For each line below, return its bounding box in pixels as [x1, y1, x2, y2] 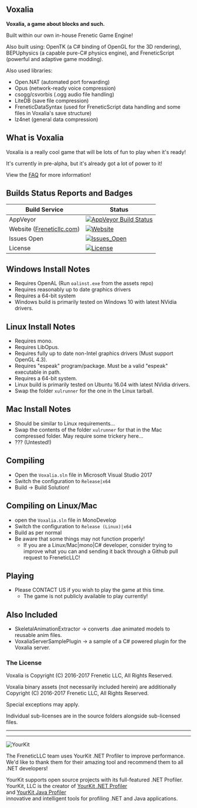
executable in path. [14, 368, 62, 375]
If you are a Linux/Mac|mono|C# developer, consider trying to [23, 541, 173, 548]
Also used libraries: [6, 67, 53, 74]
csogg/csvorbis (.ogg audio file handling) [14, 90, 114, 98]
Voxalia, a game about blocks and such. [6, 20, 105, 27]
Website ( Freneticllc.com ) [9, 225, 80, 233]
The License [6, 659, 42, 667]
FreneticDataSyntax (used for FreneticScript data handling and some [14, 103, 181, 110]
